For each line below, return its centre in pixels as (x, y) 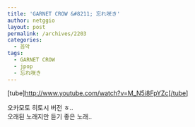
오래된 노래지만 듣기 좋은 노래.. (50, 116)
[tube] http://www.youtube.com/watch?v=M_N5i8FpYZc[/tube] (98, 93)
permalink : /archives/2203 (47, 34)
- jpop (23, 66)
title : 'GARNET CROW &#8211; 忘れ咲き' (64, 14)
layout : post (26, 27)
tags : (15, 54)
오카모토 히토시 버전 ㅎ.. (40, 107)
